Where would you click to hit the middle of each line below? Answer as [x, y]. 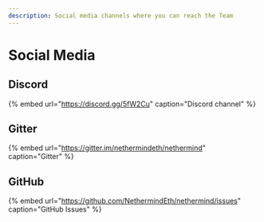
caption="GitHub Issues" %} [55, 209]
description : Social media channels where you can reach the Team [121, 16]
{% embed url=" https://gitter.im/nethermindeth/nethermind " [107, 148]
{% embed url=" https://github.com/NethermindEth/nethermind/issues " [125, 201]
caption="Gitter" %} [41, 157]
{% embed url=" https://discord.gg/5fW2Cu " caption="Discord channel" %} [132, 104]
